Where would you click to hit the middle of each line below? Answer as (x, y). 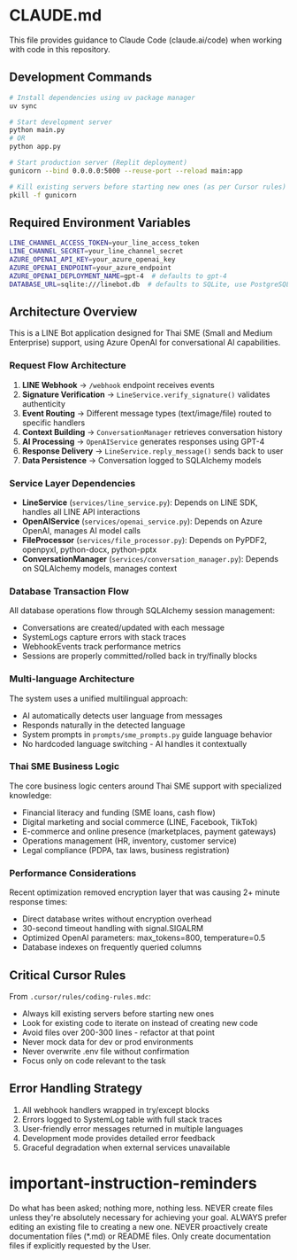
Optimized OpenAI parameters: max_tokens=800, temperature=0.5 (144, 938)
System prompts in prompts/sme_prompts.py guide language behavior (147, 734)
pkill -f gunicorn (43, 195)
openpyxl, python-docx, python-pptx (89, 549)
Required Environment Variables (100, 222)
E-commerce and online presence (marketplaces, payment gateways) (149, 831)
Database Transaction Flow (69, 591)
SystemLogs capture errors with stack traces (104, 637)
